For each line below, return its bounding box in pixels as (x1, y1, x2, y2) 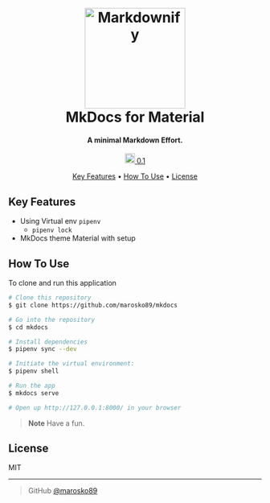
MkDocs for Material (65, 108, 205, 126)
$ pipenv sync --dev (8, 345, 78, 353)
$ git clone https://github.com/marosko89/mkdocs (8, 301, 178, 309)
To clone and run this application (8, 278, 117, 288)
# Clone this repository (8, 294, 92, 302)
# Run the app (8, 381, 56, 390)
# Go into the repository (8, 315, 95, 324)
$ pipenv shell (8, 367, 59, 376)
